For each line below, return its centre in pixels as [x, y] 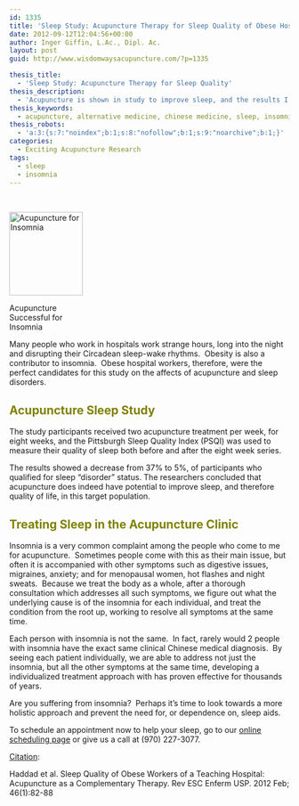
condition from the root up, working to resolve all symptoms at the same [141, 612]
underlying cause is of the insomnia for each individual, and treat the [135, 602]
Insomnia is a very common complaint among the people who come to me [145, 545]
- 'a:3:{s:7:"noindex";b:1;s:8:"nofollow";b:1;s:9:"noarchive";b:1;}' [151, 133]
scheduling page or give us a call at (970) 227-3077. [105, 739]
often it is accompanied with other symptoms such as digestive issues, [139, 565]
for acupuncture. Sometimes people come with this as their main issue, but [148, 555]
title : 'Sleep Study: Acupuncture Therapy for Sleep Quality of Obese [143, 26]
